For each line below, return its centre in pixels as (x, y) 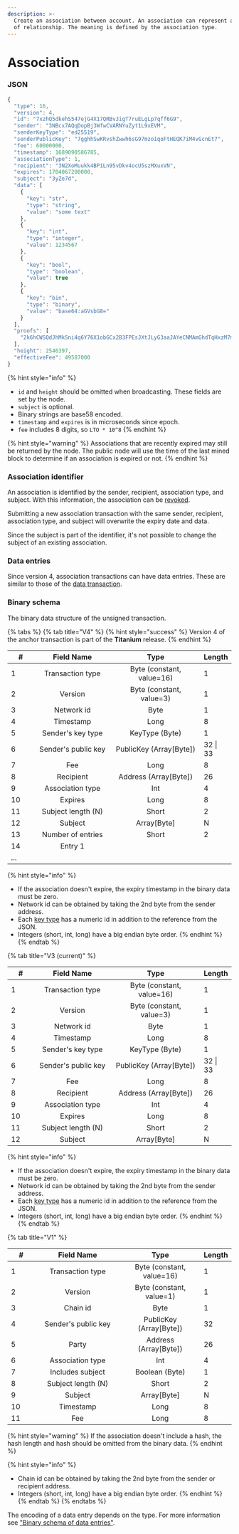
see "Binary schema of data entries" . (61, 1522)
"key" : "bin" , (47, 298)
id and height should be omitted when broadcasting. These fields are (119, 392)
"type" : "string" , (53, 205)
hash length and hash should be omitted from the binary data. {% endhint (115, 1443)
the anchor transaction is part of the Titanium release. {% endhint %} (110, 639)
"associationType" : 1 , (47, 159)
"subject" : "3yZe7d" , (46, 179)
